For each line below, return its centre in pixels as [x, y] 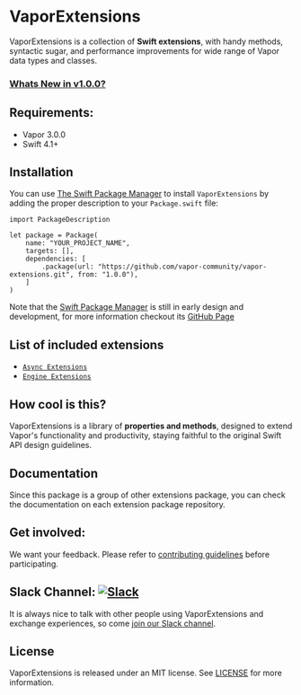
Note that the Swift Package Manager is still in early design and [127, 307]
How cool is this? [58, 405]
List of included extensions [87, 344]
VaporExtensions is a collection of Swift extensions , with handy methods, [146, 41]
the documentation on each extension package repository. [118, 504]
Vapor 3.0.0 [44, 134]
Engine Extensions [57, 377]
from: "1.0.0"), [108, 275]
